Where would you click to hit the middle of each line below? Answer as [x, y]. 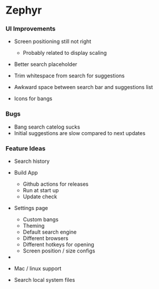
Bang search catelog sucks [47, 127]
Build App [26, 173]
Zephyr [24, 10]
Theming [34, 226]
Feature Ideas [26, 148]
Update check [40, 197]
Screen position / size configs [59, 251]
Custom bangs [41, 219]
